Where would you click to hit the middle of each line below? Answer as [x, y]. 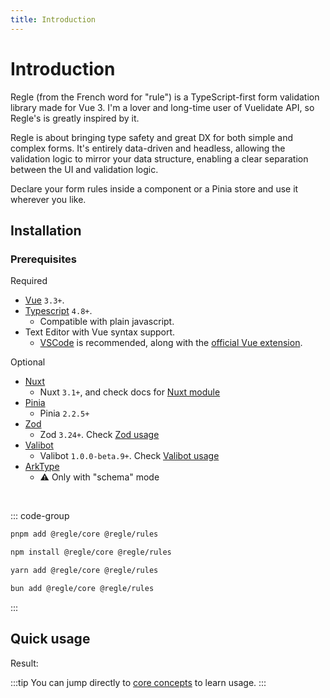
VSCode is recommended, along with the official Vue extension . [171, 343]
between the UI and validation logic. [84, 169]
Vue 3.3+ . [44, 300]
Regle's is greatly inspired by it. [75, 118]
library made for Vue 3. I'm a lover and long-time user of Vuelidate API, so [162, 107]
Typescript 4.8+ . [58, 311]
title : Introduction [53, 19]
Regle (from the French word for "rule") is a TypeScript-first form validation [165, 97]
